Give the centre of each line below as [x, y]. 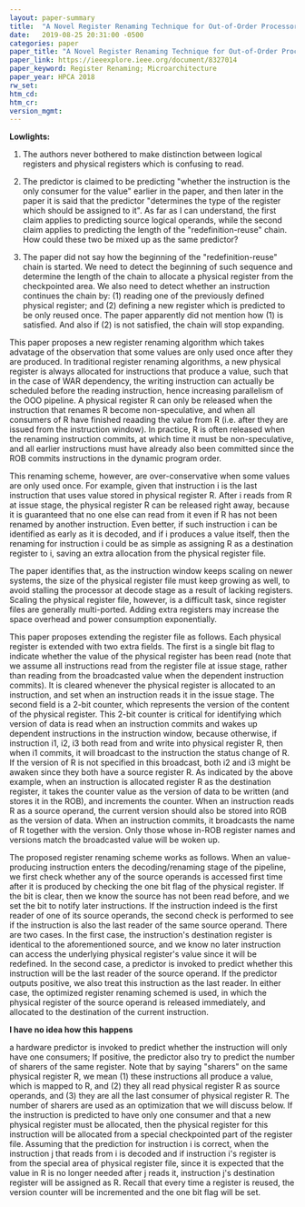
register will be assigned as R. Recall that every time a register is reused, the [152, 1182]
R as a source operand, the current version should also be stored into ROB [148, 811]
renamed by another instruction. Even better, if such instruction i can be [143, 525]
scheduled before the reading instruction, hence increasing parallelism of [147, 391]
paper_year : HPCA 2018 [52, 77]
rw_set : [24, 85]
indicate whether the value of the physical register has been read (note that [151, 657]
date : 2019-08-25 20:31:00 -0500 [77, 35]
